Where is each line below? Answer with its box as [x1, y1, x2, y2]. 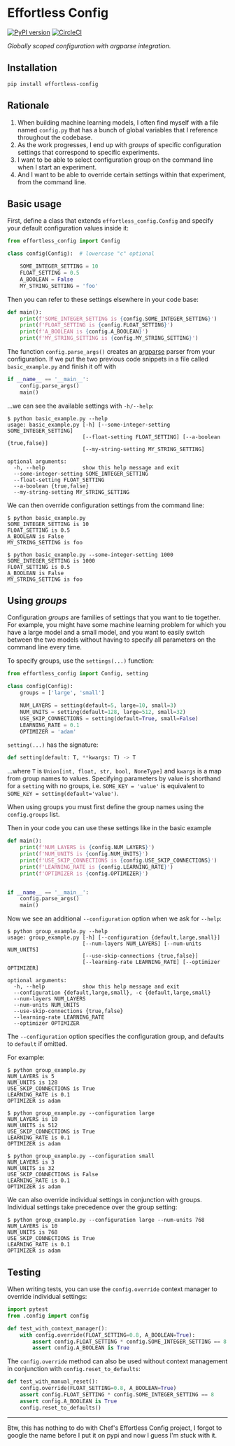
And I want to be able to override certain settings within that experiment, [17, 170, 226, 179]
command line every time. [7, 643, 83, 652]
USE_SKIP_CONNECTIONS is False [7, 1171, 99, 1178]
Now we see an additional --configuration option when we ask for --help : [7, 914, 222, 923]
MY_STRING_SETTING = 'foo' [20, 282, 99, 289]
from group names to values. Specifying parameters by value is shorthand [7, 774, 222, 783]
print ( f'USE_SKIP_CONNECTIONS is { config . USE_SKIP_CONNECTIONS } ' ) [20, 857, 218, 864]
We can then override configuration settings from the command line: [7, 501, 205, 509]
